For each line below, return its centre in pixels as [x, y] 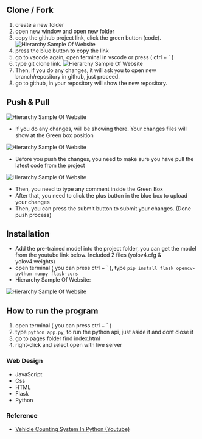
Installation [28, 234]
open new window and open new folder [65, 31]
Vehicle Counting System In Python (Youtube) [72, 429]
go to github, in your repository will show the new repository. [91, 83]
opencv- [186, 269]
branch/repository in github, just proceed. [67, 76]
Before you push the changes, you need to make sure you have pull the [104, 159]
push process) [33, 215]
